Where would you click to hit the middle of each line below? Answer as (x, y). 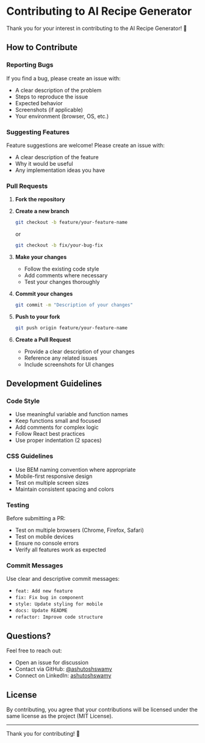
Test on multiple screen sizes (52, 482)
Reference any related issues (61, 358)
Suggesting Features (38, 132)
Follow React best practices (50, 434)
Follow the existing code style (62, 269)
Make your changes (41, 257)
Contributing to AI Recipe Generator (99, 11)
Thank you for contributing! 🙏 (43, 733)
